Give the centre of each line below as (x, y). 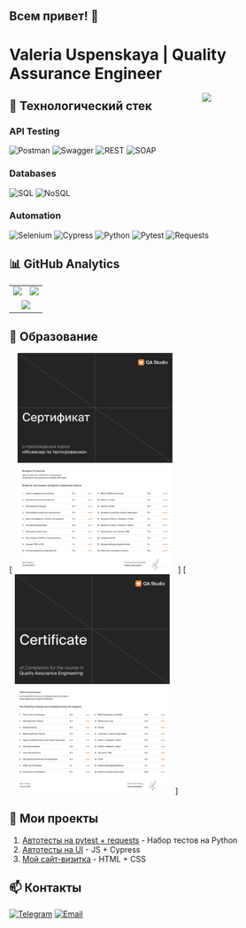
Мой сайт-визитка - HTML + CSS (84, 859)
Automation (35, 216)
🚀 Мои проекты (54, 818)
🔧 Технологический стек (81, 106)
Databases (33, 174)
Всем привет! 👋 (54, 16)
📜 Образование (54, 337)
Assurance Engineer (85, 73)
